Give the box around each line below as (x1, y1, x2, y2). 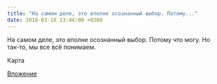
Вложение (7, 70, 38, 78)
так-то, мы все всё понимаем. (7, 43, 96, 51)
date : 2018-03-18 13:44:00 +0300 (7, 17, 103, 23)
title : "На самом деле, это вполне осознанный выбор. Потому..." (7, 10, 198, 17)
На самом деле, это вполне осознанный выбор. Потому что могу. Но (7, 35, 211, 43)
